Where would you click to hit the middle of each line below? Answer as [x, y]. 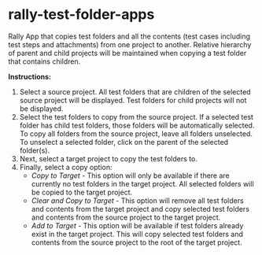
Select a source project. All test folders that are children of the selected [135, 91]
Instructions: [30, 76]
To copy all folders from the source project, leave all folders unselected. [136, 133]
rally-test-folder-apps [81, 15]
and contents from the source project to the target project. [126, 217]
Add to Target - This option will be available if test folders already [137, 225]
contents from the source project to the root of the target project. [137, 242]
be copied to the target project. [82, 192]
